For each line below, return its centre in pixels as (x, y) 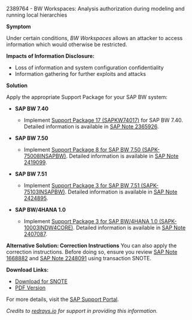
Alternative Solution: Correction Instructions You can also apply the (92, 245)
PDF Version (30, 288)
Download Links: (28, 270)
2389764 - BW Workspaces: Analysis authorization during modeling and (95, 9)
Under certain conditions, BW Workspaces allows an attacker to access (95, 38)
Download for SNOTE (41, 281)
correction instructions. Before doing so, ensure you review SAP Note (92, 252)
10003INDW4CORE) (48, 227)
